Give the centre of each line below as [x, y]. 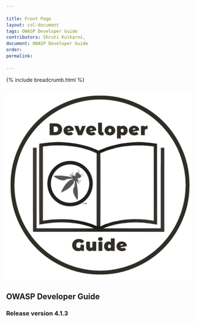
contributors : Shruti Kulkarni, [46, 37]
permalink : [19, 56]
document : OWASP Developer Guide [47, 44]
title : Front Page [29, 19]
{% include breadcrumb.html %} [45, 80]
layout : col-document [33, 25]
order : [14, 50]
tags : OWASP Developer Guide [42, 31]
